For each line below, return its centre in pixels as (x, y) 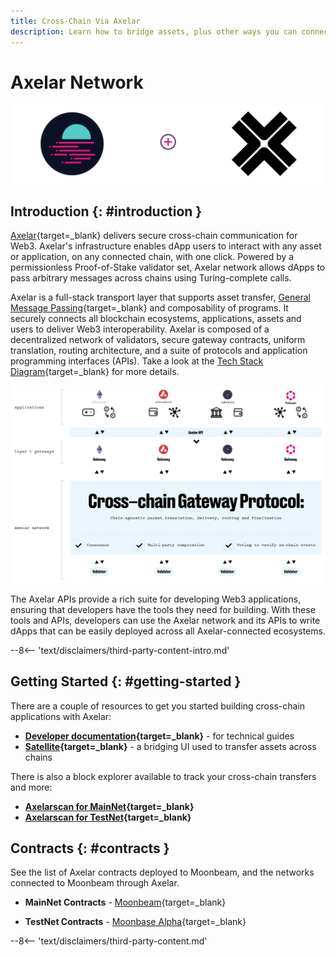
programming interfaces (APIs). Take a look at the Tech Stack (137, 361)
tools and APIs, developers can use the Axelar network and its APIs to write (165, 620)
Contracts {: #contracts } (90, 848)
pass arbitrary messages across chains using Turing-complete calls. (151, 278)
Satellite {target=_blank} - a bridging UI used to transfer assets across (170, 746)
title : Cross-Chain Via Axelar (75, 21)
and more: (31, 787)
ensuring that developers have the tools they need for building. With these (163, 609)
